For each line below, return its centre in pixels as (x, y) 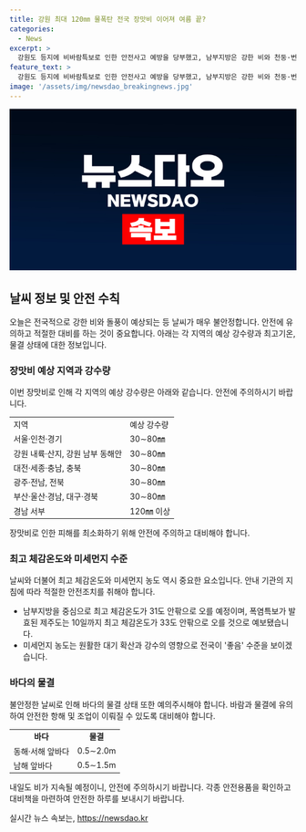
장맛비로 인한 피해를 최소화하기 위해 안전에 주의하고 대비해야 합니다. (130, 533)
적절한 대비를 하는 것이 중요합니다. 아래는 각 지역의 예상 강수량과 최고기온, (164, 334)
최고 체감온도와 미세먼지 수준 (69, 559)
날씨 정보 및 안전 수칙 (65, 298)
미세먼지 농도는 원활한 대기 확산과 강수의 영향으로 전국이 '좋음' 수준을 (145, 645)
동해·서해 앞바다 (41, 751)
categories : (32, 29)
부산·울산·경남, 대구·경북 (56, 496)
